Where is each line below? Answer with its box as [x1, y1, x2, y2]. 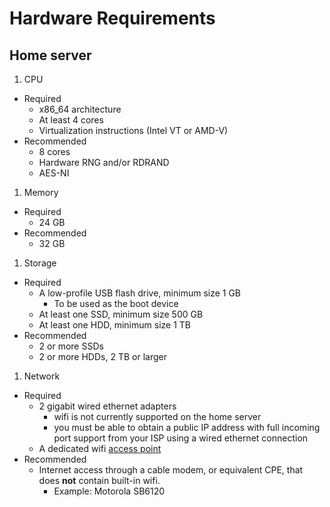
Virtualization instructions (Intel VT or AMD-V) [38, 125, 229, 136]
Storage [23, 257, 57, 269]
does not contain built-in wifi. [38, 475, 161, 486]
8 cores [38, 146, 71, 157]
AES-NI [38, 167, 70, 179]
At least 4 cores [38, 114, 104, 126]
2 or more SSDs [38, 340, 104, 352]
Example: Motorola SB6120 [53, 485, 166, 497]
